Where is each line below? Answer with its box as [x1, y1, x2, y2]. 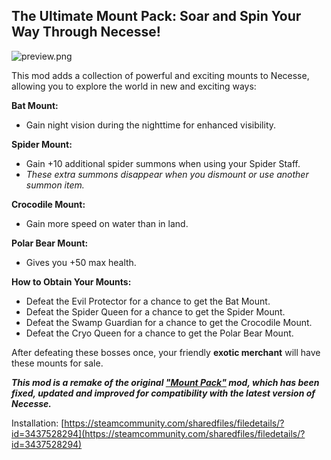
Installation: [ [11, 417, 65, 429]
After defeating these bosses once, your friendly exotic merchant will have [11, 346, 321, 358]
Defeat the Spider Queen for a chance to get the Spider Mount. [25, 305, 286, 318]
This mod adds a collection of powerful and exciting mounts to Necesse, [11, 69, 310, 81]
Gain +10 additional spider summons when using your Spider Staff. [25, 157, 301, 169]
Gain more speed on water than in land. [25, 217, 189, 229]
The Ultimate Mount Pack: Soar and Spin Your [11, 8, 302, 25]
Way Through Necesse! [11, 24, 161, 41]
